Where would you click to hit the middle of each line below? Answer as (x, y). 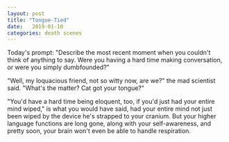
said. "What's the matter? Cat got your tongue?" (76, 88)
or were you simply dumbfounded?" (58, 67)
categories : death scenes (44, 33)
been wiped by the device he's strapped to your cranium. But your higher (112, 116)
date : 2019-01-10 (35, 26)
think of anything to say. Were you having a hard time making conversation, (115, 60)
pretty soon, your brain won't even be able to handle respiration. (99, 131)
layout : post (26, 14)
